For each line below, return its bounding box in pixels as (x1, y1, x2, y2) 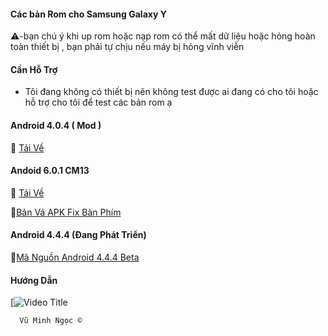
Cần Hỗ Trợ (10, 63, 58, 75)
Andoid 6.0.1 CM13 (10, 165, 90, 177)
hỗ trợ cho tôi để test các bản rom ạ (24, 96, 173, 109)
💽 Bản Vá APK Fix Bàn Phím (10, 206, 122, 218)
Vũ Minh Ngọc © (19, 316, 83, 326)
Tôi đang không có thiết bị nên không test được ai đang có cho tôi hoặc (24, 86, 319, 98)
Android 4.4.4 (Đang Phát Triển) (10, 229, 147, 241)
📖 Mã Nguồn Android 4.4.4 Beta (10, 251, 140, 264)
